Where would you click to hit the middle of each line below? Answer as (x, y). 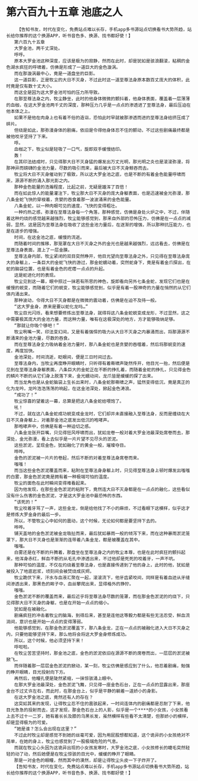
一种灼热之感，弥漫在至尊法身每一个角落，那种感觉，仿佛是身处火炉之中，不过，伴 (100, 212)
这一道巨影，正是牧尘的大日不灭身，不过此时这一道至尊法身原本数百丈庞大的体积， (100, 80)
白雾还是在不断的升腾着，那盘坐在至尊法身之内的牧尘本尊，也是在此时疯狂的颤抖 (98, 552)
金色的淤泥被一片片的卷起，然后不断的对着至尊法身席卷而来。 (78, 458)
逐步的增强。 (28, 231)
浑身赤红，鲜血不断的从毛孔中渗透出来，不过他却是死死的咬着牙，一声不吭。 (98, 559)
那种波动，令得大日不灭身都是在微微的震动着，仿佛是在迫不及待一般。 (87, 300)
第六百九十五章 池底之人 (64, 12)
